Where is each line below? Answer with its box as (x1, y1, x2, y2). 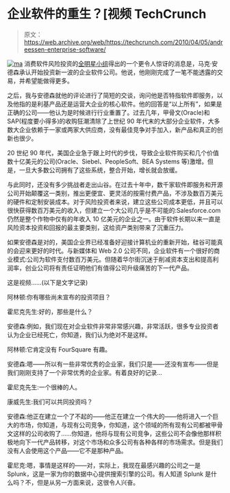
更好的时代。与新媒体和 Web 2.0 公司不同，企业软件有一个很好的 (30, 246, 214, 255)
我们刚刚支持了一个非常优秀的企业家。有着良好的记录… (7, 368, 163, 376)
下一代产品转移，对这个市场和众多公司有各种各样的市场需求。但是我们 (25, 437, 223, 446)
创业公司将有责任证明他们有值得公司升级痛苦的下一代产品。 (25, 264, 193, 272)
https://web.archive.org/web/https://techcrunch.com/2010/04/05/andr (23, 38, 223, 46)
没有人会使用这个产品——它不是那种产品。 (7, 446, 127, 455)
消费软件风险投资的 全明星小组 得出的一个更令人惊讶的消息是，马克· (24, 59, 212, 67)
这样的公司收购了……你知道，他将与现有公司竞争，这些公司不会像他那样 (12, 429, 216, 437)
